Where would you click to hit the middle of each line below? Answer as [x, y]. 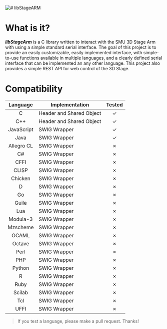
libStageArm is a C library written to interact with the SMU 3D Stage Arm [80, 42]
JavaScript [21, 129]
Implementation [70, 104]
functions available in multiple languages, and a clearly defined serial [91, 58]
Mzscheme [21, 227]
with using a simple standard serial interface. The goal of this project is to [81, 47]
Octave [21, 243]
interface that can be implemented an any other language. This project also [82, 63]
